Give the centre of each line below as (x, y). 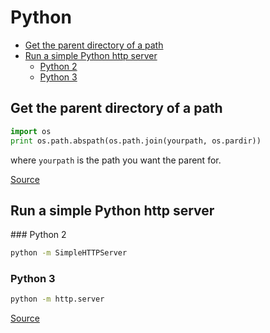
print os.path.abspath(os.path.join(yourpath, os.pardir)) (136, 141)
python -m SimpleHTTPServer (69, 253)
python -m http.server (57, 299)
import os (31, 131)
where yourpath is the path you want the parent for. (116, 160)
